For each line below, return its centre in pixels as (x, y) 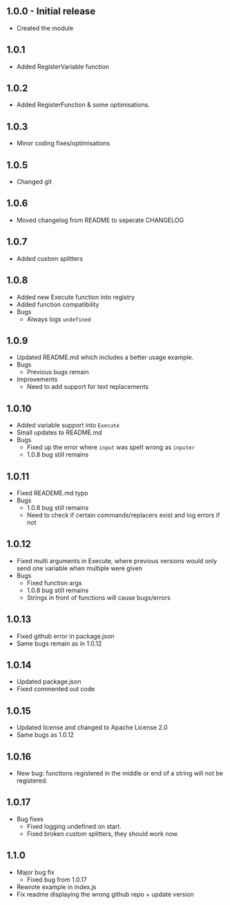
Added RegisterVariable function (63, 66)
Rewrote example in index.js (56, 887)
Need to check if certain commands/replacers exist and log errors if (123, 515)
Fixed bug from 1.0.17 (57, 879)
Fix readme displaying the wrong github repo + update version (105, 894)
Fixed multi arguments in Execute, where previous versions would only (117, 560)
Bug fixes (30, 819)
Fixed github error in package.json (65, 636)
